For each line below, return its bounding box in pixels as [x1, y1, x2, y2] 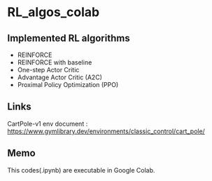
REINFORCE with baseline [17, 58, 92, 67]
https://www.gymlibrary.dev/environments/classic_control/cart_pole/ [7, 127, 205, 135]
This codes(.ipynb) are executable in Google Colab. [7, 166, 155, 174]
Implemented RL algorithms [7, 32, 131, 44]
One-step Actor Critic [17, 66, 80, 74]
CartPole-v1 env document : [7, 119, 88, 128]
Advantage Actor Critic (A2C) [17, 73, 103, 81]
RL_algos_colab [7, 4, 100, 20]
